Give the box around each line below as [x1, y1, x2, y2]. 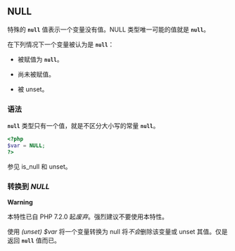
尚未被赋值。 [17, 70, 55, 78]
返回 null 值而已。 [7, 236, 61, 245]
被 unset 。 [17, 84, 49, 94]
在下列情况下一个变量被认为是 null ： [7, 40, 115, 49]
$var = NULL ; [7, 142, 46, 149]
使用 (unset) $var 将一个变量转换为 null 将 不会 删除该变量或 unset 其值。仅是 [7, 228, 228, 236]
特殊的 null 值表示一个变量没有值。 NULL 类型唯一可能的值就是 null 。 [7, 25, 210, 34]
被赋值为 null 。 [17, 55, 63, 63]
